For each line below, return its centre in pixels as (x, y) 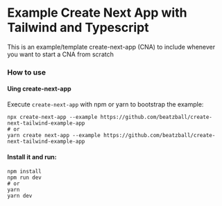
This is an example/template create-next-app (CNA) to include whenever (111, 47)
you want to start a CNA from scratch (61, 54)
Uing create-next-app (39, 89)
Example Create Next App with (97, 13)
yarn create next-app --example (54, 136)
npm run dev (24, 178)
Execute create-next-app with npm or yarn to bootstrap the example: (105, 104)
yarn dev (20, 196)
